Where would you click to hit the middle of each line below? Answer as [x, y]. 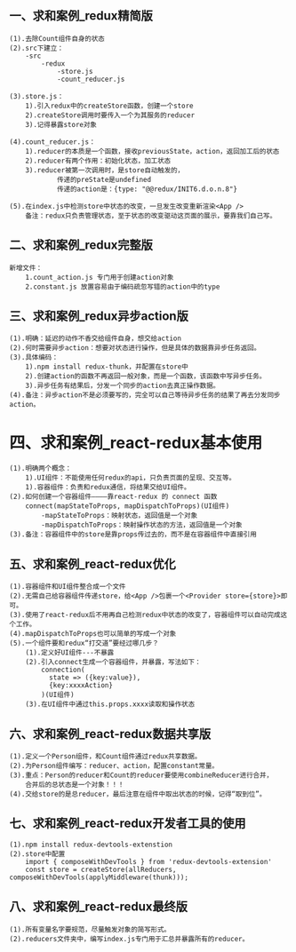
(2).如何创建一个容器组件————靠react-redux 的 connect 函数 [113, 497]
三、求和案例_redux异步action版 [99, 317]
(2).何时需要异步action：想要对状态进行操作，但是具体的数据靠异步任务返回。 [135, 348]
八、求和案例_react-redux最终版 [99, 907]
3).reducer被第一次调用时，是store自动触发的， [105, 170]
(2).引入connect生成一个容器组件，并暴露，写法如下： [113, 662]
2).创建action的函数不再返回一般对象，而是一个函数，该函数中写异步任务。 [146, 377]
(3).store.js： [36, 96]
